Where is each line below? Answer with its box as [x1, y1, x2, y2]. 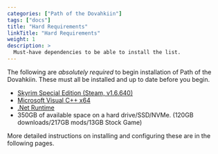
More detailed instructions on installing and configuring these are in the [7, 131, 211, 139]
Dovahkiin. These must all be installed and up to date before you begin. [7, 75, 210, 83]
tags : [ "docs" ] [7, 17, 51, 24]
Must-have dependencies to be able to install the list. [13, 49, 181, 56]
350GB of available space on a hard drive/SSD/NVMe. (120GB [17, 110, 194, 119]
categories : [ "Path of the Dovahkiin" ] [7, 10, 122, 17]
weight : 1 [7, 36, 36, 43]
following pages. [7, 139, 55, 147]
